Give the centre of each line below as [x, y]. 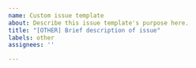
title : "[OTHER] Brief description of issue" [84, 30]
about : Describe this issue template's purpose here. [99, 23]
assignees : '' [32, 45]
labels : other [32, 38]
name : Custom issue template [56, 15]
